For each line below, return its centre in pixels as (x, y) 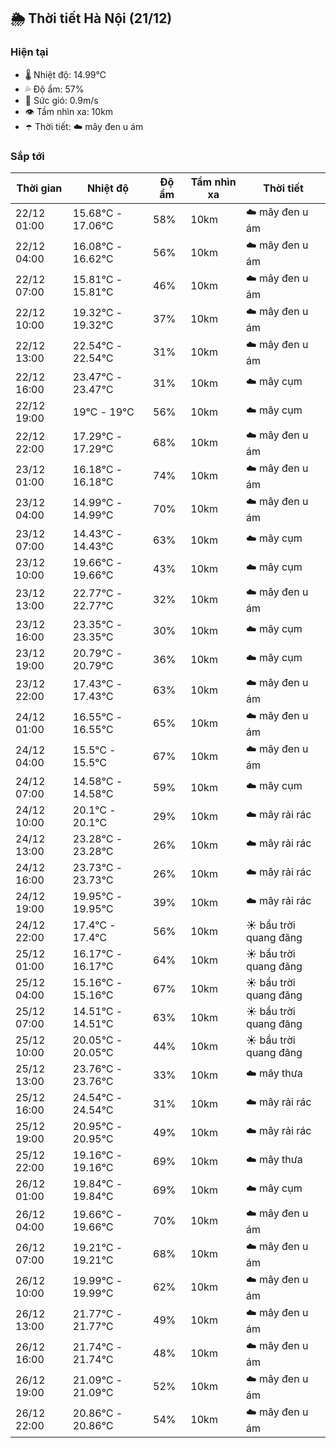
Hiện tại (29, 52)
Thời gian (39, 188)
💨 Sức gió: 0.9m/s (61, 100)
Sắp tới (27, 156)
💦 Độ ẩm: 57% (54, 89)
